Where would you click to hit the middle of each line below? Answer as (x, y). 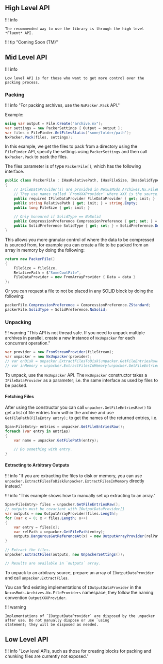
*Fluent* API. (19, 33)
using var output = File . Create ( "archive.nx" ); (54, 123)
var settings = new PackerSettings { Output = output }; (64, 128)
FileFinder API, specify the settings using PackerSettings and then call (76, 152)
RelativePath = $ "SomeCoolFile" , (48, 273)
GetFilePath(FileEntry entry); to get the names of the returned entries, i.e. (81, 418)
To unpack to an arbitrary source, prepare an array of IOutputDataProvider (80, 572)
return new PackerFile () (30, 259)
